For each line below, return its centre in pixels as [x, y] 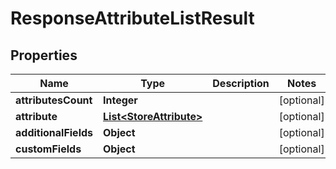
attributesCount [54, 100]
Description [241, 83]
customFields [48, 149]
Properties [44, 55]
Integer [120, 100]
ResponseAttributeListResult [132, 18]
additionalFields [54, 132]
